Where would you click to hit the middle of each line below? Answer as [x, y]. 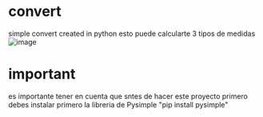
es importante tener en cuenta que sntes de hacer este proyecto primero [128, 96]
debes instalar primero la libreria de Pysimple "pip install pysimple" [118, 104]
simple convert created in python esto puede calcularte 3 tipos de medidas [132, 33]
